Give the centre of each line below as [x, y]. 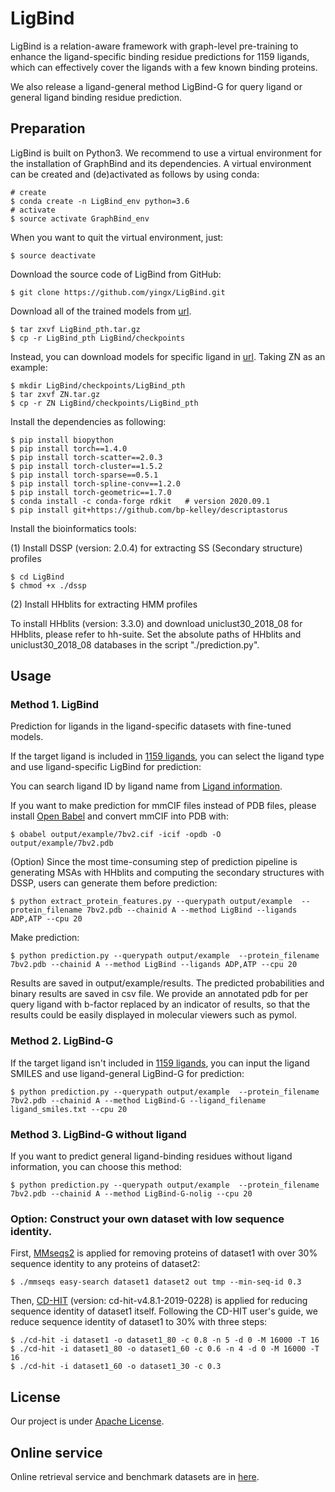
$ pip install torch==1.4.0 [69, 448]
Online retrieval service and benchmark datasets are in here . [135, 1476]
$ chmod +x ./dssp [48, 585]
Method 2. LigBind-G [62, 1041]
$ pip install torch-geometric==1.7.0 [91, 492]
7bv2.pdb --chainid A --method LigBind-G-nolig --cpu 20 [131, 1194]
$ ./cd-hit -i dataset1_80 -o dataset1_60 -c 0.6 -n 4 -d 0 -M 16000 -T [165, 1349]
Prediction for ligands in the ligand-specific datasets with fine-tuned [151, 726]
